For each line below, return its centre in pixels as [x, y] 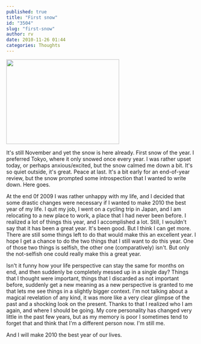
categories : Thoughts [33, 46]
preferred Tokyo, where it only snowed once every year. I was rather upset [99, 159]
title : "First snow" [32, 17]
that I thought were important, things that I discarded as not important [93, 278]
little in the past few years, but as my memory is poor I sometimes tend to [97, 316]
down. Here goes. [28, 184]
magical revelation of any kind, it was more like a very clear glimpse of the [98, 297]
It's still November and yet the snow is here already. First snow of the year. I [100, 152]
